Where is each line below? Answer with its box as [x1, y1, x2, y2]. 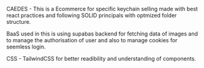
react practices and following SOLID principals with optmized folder [6, 12, 177, 19]
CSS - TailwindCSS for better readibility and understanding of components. [6, 55, 196, 62]
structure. [6, 18, 31, 25]
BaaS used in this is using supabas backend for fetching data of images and [6, 30, 198, 37]
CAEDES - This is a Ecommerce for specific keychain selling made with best [6, 6, 198, 12]
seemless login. [6, 43, 46, 50]
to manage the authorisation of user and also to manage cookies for [6, 37, 178, 43]
